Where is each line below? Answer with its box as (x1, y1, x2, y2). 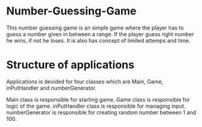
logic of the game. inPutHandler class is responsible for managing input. (6, 102, 186, 110)
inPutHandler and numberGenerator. (6, 84, 97, 91)
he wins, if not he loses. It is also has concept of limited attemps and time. (6, 37, 191, 44)
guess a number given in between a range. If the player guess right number (6, 30, 195, 37)
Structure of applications (6, 58, 135, 72)
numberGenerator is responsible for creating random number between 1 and (6, 108, 197, 116)
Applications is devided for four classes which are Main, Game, (6, 78, 164, 85)
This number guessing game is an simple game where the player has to (6, 24, 184, 31)
